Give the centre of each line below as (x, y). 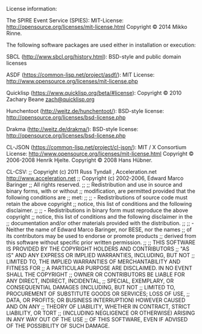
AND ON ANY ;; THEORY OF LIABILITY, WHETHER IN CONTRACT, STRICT (99, 307)
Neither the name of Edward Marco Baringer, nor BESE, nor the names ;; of (99, 230)
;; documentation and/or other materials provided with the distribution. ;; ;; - (100, 223)
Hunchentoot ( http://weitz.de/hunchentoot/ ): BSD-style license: (85, 111)
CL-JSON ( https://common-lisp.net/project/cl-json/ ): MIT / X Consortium (96, 147)
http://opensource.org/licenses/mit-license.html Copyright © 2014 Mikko (97, 27)
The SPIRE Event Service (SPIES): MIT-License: (65, 20)
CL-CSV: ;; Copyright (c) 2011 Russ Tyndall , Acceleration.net (81, 172)
